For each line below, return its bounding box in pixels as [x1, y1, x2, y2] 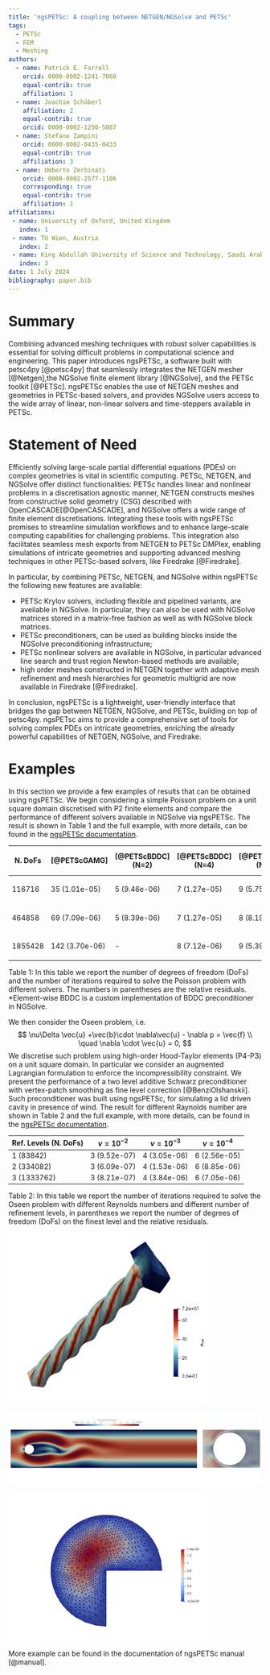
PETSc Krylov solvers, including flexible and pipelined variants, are [19, 596, 242, 606]
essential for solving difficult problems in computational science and [8, 347, 235, 357]
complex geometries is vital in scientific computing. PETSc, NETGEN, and [8, 471, 252, 480]
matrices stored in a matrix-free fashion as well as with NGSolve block [19, 613, 253, 623]
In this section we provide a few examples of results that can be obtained [8, 786, 251, 796]
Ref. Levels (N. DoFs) [11, 1138, 84, 1148]
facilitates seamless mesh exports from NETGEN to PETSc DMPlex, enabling [8, 539, 261, 549]
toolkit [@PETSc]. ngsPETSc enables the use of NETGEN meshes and [8, 381, 239, 391]
